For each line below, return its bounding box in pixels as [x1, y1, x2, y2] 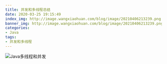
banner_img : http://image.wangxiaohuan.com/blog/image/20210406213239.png [5, 21, 164, 26]
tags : [5, 35, 16, 40]
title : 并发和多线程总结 [5, 7, 51, 12]
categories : [5, 26, 30, 31]
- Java [5, 30, 19, 35]
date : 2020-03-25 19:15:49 [5, 12, 61, 17]
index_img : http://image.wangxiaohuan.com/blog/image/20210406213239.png [5, 16, 162, 21]
